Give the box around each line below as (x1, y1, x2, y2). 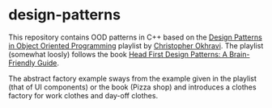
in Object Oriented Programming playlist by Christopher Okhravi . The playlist (8, 40, 264, 50)
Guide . (36, 58, 59, 68)
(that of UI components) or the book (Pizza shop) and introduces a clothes (8, 82, 257, 92)
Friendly (8, 58, 36, 68)
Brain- (229, 49, 250, 59)
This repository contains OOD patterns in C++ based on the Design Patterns (8, 32, 263, 42)
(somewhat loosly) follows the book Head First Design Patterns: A (8, 49, 228, 59)
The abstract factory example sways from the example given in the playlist (8, 73, 257, 83)
